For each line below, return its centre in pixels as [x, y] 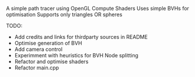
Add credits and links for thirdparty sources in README [81, 37]
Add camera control [39, 49]
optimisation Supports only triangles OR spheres [64, 14]
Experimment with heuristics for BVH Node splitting [76, 55]
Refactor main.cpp [37, 68]
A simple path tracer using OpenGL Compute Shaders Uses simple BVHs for [98, 8]
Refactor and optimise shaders [51, 61]
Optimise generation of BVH [48, 43]
